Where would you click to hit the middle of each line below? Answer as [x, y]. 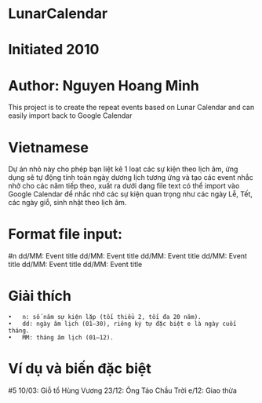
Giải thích [40, 296]
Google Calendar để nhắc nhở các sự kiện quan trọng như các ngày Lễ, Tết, [131, 194]
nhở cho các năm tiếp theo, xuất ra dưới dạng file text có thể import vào [124, 186]
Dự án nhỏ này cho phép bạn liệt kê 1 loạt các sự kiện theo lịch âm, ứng [123, 169]
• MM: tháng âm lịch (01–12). [61, 338]
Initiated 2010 [54, 50]
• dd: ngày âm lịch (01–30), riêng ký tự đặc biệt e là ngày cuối [122, 324]
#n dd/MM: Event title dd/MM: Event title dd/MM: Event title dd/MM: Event [127, 256]
